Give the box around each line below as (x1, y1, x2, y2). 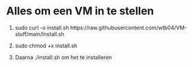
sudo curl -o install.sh (14, 24, 69, 31)
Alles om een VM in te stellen (6, 4, 155, 18)
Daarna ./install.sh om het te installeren (14, 53, 113, 61)
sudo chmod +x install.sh (14, 42, 78, 49)
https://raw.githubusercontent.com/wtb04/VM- (70, 24, 188, 31)
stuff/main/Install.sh (14, 30, 64, 37)
